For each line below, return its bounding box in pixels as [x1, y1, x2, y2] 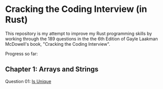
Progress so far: [5, 51, 38, 57]
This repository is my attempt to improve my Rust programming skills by [5, 30, 153, 36]
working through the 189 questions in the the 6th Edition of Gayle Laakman [5, 36, 158, 42]
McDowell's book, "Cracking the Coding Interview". [5, 41, 110, 47]
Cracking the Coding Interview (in [5, 3, 148, 15]
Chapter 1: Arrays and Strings [5, 65, 98, 74]
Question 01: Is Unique [5, 78, 51, 84]
